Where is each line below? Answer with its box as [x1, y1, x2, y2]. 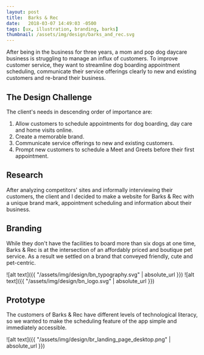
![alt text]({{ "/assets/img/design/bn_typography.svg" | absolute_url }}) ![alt [6, 271, 195, 278]
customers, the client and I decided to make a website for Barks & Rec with [6, 193, 194, 200]
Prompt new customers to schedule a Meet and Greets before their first [15, 146, 195, 153]
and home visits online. [15, 126, 74, 134]
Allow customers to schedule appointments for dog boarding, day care [15, 120, 193, 127]
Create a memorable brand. [15, 132, 85, 140]
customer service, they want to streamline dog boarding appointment [6, 62, 180, 69]
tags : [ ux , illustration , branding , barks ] [6, 26, 119, 32]
